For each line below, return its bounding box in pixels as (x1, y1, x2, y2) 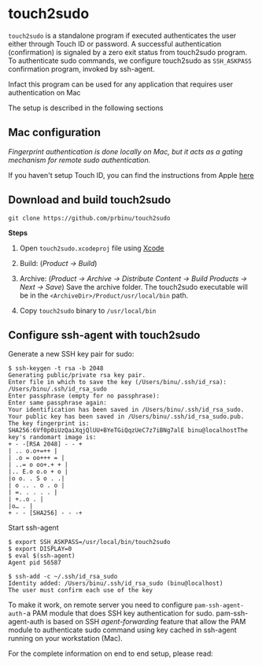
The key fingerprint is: (8, 420, 90, 427)
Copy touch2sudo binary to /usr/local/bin (19, 305, 157, 315)
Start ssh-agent (8, 523, 59, 532)
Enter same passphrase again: (8, 399, 108, 407)
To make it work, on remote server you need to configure (8, 600, 193, 610)
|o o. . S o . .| (8, 475, 65, 483)
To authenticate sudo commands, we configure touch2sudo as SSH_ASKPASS (8, 56, 252, 65)
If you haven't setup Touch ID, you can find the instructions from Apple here (8, 170, 254, 179)
